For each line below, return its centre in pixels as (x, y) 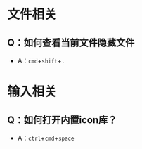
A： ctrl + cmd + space (46, 138)
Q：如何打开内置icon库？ (62, 120)
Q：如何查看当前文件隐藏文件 (71, 43)
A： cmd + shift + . (41, 61)
